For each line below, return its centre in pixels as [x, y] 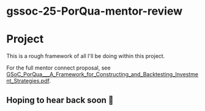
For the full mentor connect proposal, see [59, 68]
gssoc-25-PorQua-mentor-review [95, 11]
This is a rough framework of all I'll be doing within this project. [86, 56]
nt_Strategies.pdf [28, 81]
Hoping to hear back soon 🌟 [60, 100]
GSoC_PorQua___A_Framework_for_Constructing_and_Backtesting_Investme [102, 74]
